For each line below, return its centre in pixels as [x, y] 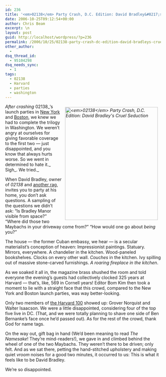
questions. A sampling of [30, 201]
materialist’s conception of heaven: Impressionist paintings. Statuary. [75, 247]
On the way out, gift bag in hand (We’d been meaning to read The [72, 334]
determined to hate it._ [28, 164]
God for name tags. [25, 324]
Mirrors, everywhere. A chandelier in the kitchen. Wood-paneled [71, 252]
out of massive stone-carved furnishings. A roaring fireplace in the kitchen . [82, 263]
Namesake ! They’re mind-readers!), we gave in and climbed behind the [78, 339]
